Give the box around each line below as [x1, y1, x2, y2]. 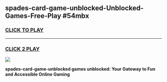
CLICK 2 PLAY [5, 45, 40, 52]
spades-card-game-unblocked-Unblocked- [5, 4, 144, 12]
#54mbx [62, 12, 89, 20]
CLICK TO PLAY [5, 27, 44, 34]
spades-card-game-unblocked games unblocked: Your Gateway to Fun [5, 66, 156, 72]
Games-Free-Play [5, 12, 61, 20]
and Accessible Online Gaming [5, 71, 70, 77]
